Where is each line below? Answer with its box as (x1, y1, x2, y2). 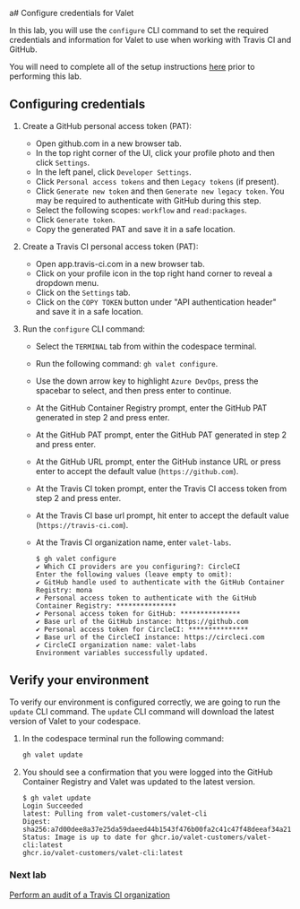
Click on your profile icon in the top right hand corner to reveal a (35, 268, 273, 279)
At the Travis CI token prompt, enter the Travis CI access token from (35, 483, 287, 494)
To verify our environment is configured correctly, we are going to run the (9, 697, 280, 707)
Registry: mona (35, 585, 92, 594)
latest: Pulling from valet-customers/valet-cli (21, 809, 208, 818)
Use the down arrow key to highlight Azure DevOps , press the (35, 376, 259, 386)
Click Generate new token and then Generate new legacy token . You (35, 186, 285, 196)
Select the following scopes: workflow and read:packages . (35, 204, 248, 215)
